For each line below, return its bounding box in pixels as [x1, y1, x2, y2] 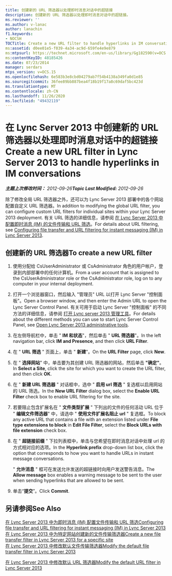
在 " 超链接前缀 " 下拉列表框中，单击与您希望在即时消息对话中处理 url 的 [12, 438, 165, 444]
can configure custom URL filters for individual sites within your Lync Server [5, 208, 166, 215]
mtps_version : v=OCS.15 [5, 70, 56, 75]
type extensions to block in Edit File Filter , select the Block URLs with [12, 422, 162, 428]
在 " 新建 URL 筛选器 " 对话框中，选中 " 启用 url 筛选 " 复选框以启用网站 [12, 381, 163, 388]
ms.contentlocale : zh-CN [5, 88, 58, 94]
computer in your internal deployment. [12, 281, 94, 286]
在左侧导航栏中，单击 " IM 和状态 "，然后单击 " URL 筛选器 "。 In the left [12, 332, 161, 338]
